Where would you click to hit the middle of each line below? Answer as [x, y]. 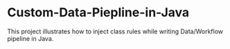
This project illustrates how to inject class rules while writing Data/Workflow [115, 31]
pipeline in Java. [30, 38]
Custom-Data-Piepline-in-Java [98, 13]
